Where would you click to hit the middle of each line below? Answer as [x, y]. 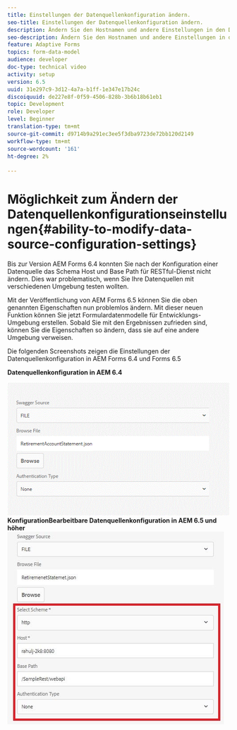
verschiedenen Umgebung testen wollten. [68, 286]
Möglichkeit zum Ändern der [93, 199]
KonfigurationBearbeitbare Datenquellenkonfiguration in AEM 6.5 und [112, 520]
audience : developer [38, 60]
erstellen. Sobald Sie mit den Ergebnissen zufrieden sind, [124, 323]
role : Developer [31, 112]
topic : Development [36, 104]
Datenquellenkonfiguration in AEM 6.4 [65, 372]
